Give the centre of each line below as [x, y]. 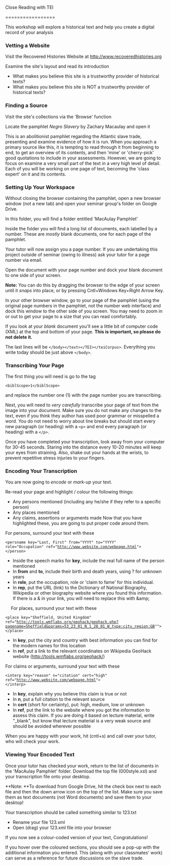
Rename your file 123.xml [39, 822]
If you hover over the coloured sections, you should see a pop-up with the [82, 847]
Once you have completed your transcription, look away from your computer [85, 442]
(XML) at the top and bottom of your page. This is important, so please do [83, 331]
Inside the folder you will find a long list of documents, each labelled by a [81, 228]
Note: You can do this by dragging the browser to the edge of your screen [83, 285]
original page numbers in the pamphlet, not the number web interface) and [83, 305]
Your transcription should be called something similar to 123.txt [71, 812]
